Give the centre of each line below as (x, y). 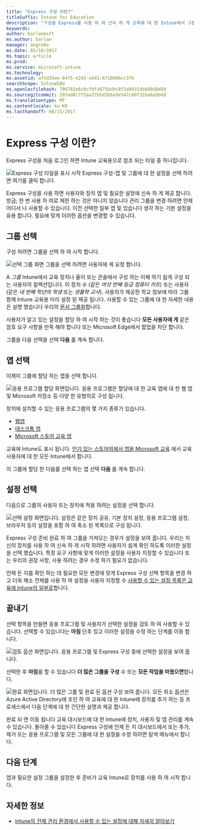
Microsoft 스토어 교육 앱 (43, 436)
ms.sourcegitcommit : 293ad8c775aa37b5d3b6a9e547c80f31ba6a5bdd (86, 95)
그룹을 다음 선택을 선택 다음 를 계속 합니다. (55, 340)
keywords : (18, 28)
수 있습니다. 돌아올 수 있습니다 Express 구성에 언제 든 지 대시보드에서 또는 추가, (98, 727)
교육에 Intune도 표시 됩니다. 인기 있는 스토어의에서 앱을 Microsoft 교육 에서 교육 (99, 448)
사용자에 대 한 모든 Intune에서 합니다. (50, 456)
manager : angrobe (28, 45)
